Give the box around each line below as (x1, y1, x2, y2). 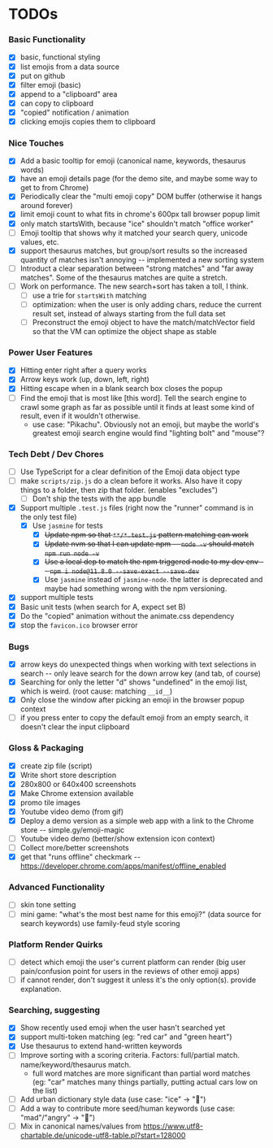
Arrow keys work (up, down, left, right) (19, 375, 150, 385)
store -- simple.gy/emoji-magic (19, 824, 125, 834)
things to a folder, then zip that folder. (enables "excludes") (19, 485, 218, 494)
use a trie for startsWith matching (32, 290, 147, 300)
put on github (19, 71, 66, 80)
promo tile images (19, 798, 81, 807)
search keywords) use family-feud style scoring (19, 918, 180, 928)
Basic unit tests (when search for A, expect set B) (19, 602, 186, 611)
